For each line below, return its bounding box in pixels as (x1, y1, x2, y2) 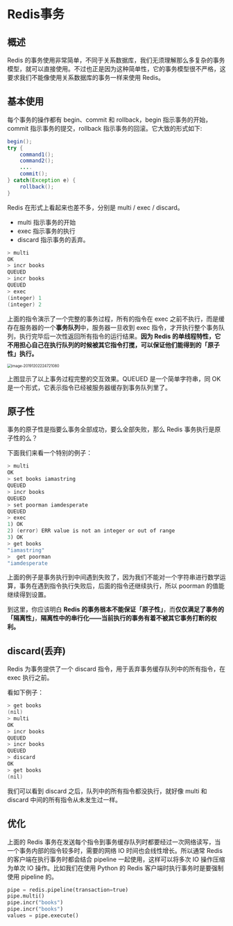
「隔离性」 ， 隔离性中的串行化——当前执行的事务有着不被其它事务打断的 (7, 614, 211, 623)
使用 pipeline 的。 (7, 872, 58, 881)
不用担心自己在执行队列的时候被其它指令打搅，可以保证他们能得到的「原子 (7, 340, 220, 349)
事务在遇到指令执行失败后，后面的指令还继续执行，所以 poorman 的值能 (19, 582, 225, 590)
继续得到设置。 (7, 591, 50, 599)
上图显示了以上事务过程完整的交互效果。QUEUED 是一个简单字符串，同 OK (7, 374, 221, 383)
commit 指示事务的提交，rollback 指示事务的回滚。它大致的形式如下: (7, 124, 202, 132)
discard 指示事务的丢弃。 (17, 235, 89, 244)
